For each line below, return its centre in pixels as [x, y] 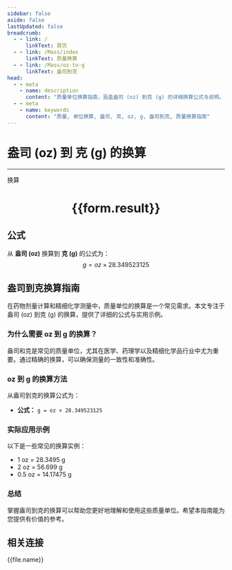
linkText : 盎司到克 [51, 71]
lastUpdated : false [35, 26]
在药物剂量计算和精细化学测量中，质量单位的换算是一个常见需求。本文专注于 [116, 306]
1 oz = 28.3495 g [41, 460]
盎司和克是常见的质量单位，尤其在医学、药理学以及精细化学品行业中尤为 [110, 351]
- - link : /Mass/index [46, 53]
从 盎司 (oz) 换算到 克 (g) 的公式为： [58, 253]
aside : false [26, 20]
